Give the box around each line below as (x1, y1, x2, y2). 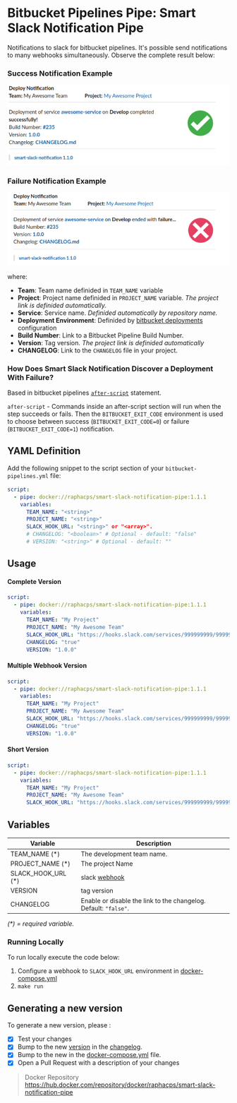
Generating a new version (7, 1002, 123, 1014)
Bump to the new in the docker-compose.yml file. (17, 1051, 162, 1059)
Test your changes (17, 1035, 72, 1043)
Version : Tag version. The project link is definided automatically (17, 338, 205, 347)
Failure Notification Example (7, 177, 107, 186)
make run (17, 983, 44, 990)
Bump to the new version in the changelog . (17, 1043, 142, 1051)
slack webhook (80, 873, 125, 881)
